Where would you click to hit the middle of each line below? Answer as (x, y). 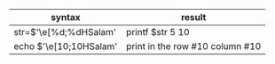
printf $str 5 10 (157, 32)
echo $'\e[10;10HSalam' (66, 46)
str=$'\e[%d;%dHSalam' (65, 32)
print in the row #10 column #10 (193, 46)
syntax (65, 17)
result (193, 17)
